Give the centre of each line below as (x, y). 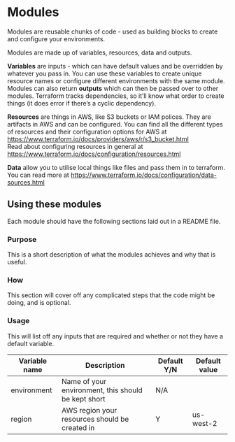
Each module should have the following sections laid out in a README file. (114, 221)
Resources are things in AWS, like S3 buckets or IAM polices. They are (109, 117)
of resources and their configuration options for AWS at (87, 131)
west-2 (205, 423)
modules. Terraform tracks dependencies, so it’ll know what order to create (116, 96)
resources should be (95, 419)
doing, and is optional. (39, 303)
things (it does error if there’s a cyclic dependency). (81, 103)
